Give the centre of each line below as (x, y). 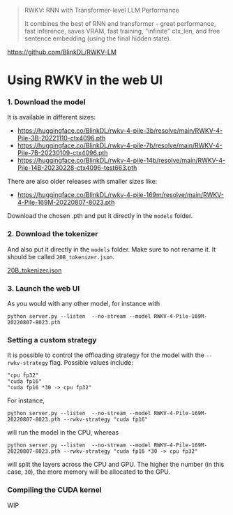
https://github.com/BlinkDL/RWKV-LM (62, 52)
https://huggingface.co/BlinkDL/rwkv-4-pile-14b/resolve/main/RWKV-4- (121, 161)
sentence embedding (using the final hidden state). (98, 38)
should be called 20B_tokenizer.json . (61, 256)
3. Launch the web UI (44, 288)
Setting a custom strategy (52, 340)
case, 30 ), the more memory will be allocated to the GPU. (89, 472)
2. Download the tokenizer (53, 234)
